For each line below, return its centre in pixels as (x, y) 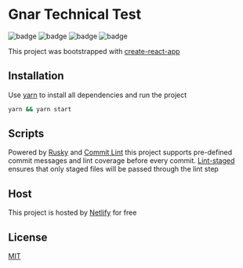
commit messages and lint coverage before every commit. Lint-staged (121, 161)
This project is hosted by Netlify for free (73, 212)
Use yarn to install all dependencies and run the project (98, 95)
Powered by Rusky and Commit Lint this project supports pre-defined (120, 152)
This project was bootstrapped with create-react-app (94, 51)
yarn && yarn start (40, 109)
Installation (36, 76)
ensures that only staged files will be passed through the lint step (114, 169)
